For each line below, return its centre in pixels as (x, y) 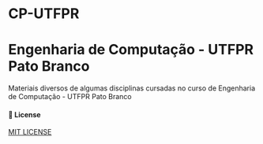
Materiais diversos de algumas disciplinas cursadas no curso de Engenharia (131, 88)
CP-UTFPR (44, 14)
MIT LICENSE (30, 132)
